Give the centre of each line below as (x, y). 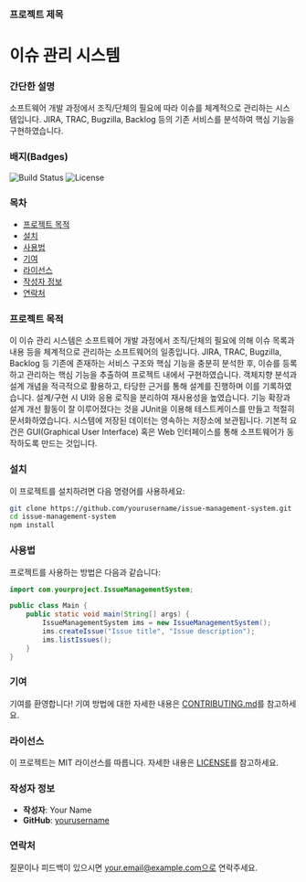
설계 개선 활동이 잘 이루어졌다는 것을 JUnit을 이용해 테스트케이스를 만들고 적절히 (152, 409)
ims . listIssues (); (77, 640)
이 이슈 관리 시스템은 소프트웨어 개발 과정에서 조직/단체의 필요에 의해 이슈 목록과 (152, 341)
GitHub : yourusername (66, 821)
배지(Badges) (39, 157)
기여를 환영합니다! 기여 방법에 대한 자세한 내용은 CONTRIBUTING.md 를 (137, 703)
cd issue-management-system (63, 517)
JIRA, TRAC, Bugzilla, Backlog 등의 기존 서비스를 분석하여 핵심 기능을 (169, 120)
